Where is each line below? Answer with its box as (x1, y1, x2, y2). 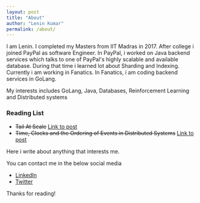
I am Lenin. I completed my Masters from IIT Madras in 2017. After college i (6, 43, 194, 50)
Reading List (6, 109, 44, 117)
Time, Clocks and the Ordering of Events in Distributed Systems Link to (15, 129, 194, 136)
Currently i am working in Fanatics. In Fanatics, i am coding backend (6, 68, 178, 76)
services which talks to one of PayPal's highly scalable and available (6, 56, 179, 63)
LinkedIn (15, 171, 37, 179)
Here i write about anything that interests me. (6, 147, 120, 155)
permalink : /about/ (6, 26, 56, 32)
